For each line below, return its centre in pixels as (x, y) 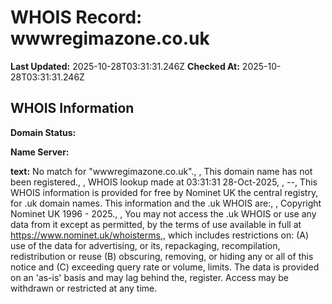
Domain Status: (43, 132)
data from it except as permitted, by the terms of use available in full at (156, 224)
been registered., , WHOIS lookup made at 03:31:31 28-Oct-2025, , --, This (164, 182)
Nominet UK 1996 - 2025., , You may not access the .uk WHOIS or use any (163, 213)
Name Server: (40, 152)
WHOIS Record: (76, 17)
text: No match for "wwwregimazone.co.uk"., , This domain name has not (161, 171)
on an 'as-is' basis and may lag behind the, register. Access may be (150, 277)
